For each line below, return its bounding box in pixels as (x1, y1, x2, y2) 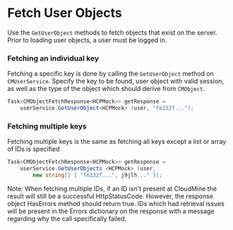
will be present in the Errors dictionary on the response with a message (7, 207, 215, 215)
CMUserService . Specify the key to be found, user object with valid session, (7, 77, 224, 85)
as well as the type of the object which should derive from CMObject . (7, 85, 205, 93)
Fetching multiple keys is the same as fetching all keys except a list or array (7, 138, 227, 146)
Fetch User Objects (7, 5, 122, 21)
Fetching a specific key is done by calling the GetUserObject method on (7, 69, 214, 78)
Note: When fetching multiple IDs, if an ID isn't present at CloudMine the (7, 184, 217, 193)
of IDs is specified (7, 145, 60, 153)
